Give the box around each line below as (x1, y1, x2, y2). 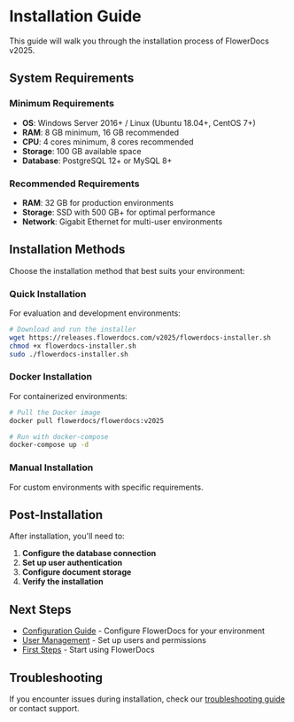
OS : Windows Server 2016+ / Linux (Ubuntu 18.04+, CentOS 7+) (21, 117, 257, 128)
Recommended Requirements (9, 177, 140, 190)
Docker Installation (9, 371, 93, 383)
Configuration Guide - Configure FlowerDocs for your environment (21, 625, 266, 636)
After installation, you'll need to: (9, 530, 126, 542)
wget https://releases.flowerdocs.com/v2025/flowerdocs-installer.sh (9, 333, 272, 342)
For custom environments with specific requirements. (9, 482, 204, 492)
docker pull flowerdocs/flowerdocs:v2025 (9, 416, 165, 425)
